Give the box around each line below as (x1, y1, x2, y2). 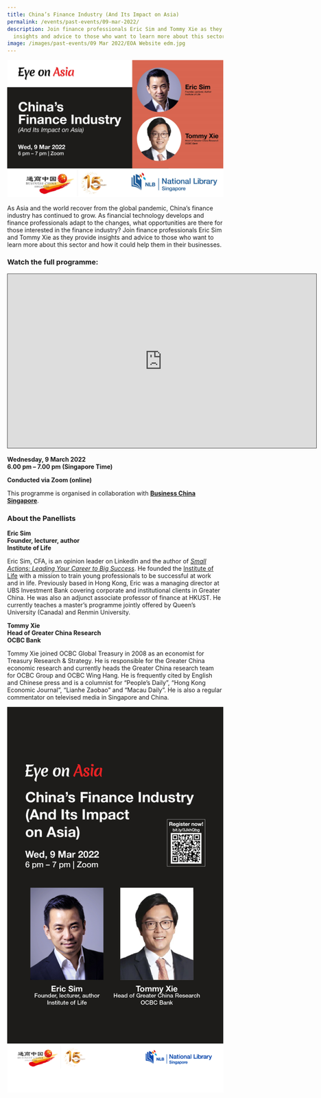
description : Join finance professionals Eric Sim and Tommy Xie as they (7, 25, 223, 32)
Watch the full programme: (7, 258, 99, 267)
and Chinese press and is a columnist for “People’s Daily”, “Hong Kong (7, 679, 206, 687)
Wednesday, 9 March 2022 (7, 455, 86, 463)
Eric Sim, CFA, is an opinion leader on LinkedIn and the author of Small (7, 557, 207, 565)
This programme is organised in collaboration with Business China (7, 489, 196, 497)
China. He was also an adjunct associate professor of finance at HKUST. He (7, 594, 222, 602)
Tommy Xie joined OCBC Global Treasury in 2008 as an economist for (7, 649, 204, 658)
